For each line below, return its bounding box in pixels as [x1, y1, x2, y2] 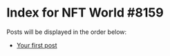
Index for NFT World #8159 [6, 5, 164, 21]
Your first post [16, 41, 57, 49]
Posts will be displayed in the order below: [6, 28, 127, 36]
